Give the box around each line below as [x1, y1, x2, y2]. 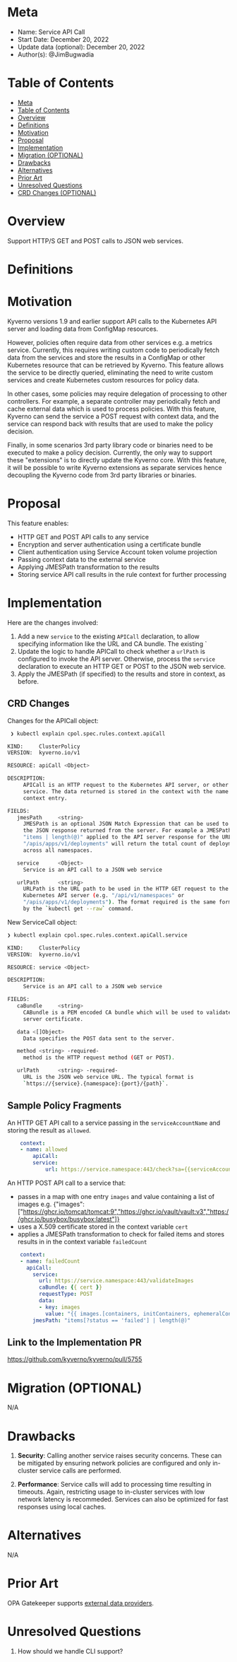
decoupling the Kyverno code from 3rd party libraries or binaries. [7, 471, 197, 479]
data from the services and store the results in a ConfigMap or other [7, 353, 206, 361]
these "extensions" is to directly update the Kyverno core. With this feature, [7, 455, 227, 464]
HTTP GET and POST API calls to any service [17, 532, 150, 541]
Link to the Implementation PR [7, 1336, 142, 1348]
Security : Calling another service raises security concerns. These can [17, 1451, 222, 1460]
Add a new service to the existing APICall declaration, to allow [17, 632, 200, 640]
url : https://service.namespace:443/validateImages [38, 1277, 194, 1284]
